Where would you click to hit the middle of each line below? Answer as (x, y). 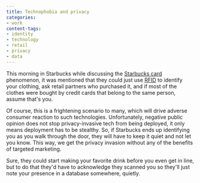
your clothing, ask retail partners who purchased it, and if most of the (92, 86)
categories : (21, 17)
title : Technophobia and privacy (48, 12)
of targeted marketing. (34, 149)
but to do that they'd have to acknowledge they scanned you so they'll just (98, 167)
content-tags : (24, 28)
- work (14, 23)
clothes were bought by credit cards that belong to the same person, (91, 92)
